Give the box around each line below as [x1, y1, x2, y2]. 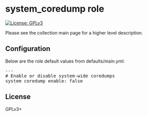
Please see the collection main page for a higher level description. [5, 30, 143, 36]
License [5, 93, 31, 101]
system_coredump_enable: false [5, 78, 83, 84]
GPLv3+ [5, 106, 22, 112]
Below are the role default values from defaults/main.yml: [5, 58, 125, 64]
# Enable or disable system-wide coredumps [5, 73, 115, 79]
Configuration [5, 44, 51, 53]
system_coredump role [5, 3, 104, 15]
